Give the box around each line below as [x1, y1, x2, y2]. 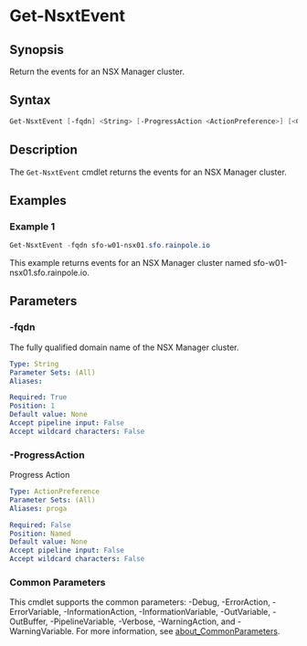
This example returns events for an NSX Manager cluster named [9, 258, 251, 269]
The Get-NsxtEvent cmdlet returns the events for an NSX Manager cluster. [9, 166, 288, 177]
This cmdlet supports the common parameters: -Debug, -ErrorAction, [9, 597, 271, 608]
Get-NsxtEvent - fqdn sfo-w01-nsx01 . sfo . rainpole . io [9, 241, 210, 250]
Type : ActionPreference [9, 487, 101, 496]
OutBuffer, [9, 616, 48, 627]
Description [9, 143, 78, 158]
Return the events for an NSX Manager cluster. [9, 66, 185, 77]
